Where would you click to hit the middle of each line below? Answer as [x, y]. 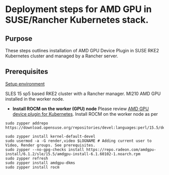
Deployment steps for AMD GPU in [78, 9]
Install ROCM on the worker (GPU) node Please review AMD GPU [81, 109]
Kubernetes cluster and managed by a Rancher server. [62, 56]
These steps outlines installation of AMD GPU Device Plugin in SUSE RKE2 [82, 51]
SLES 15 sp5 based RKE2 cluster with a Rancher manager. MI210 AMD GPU [83, 94]
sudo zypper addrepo [27, 123]
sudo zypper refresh [27, 158]
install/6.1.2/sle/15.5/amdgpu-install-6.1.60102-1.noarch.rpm [73, 154]
